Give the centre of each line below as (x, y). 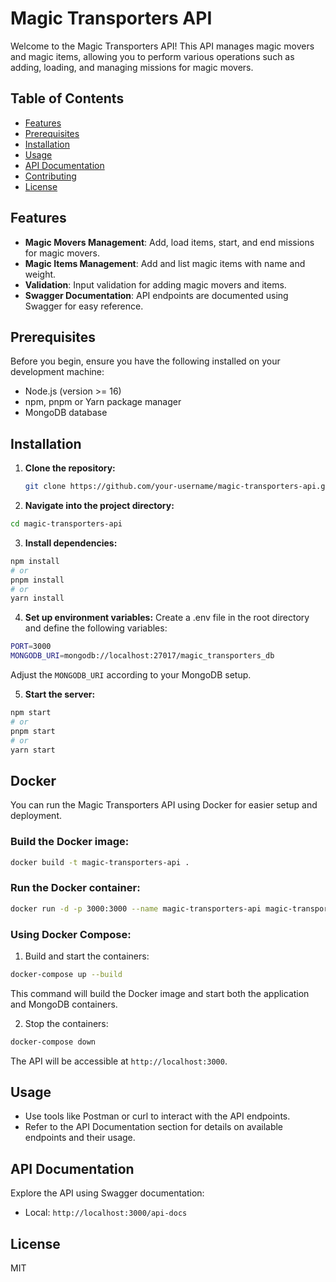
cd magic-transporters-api (66, 524)
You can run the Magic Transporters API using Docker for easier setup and (164, 805)
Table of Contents (67, 98)
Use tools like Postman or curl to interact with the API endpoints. (157, 1116)
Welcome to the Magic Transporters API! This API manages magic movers (162, 46)
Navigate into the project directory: (99, 506)
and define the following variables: (96, 628)
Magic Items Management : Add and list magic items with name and (165, 263)
